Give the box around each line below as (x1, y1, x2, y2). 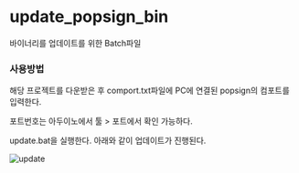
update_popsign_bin (9, 6, 169, 27)
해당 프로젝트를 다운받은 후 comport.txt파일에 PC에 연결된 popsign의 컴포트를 (9, 85, 290, 97)
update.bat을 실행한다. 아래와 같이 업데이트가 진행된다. (9, 135, 207, 147)
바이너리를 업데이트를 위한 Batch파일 (9, 37, 142, 48)
